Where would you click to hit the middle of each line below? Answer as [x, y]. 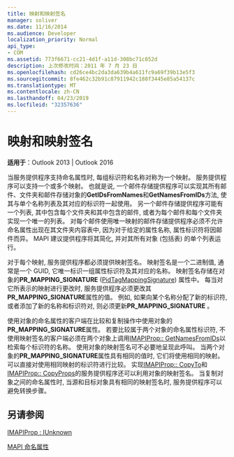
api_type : [22, 46]
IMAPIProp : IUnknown [39, 432]
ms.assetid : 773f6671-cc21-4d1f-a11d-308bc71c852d [82, 59]
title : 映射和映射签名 [37, 14]
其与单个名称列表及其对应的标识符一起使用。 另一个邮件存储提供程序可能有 [115, 203]
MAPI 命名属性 [28, 447]
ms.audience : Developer [42, 33]
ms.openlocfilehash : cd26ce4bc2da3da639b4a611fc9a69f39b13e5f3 [101, 72]
